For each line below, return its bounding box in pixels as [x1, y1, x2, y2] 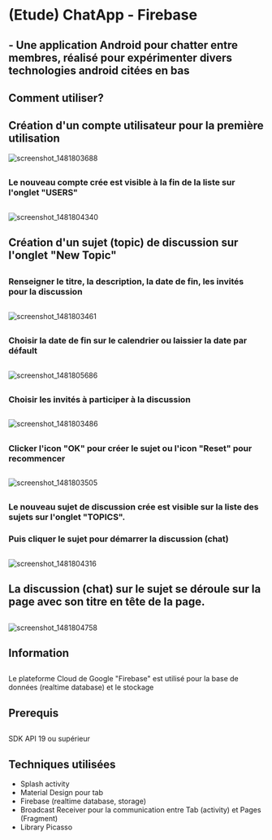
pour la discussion [8, 287, 83, 298]
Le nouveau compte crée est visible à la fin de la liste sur [8, 177, 235, 188]
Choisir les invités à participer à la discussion [8, 393, 191, 405]
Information [8, 645, 70, 660]
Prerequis [8, 706, 59, 720]
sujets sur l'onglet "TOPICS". [8, 511, 126, 523]
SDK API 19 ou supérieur [8, 734, 91, 744]
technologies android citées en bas [8, 63, 190, 77]
